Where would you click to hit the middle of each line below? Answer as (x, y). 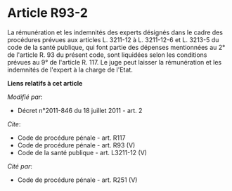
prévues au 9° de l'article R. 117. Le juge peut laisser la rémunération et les (115, 62)
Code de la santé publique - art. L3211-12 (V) (82, 152)
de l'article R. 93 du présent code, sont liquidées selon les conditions (107, 55)
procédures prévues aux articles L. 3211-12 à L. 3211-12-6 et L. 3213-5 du (113, 39)
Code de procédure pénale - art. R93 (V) (76, 145)
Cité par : (20, 166)
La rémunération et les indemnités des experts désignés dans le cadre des (115, 32)
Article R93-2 (47, 13)
